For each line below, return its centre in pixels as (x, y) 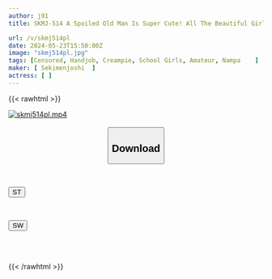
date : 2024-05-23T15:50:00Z (56, 45)
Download (136, 148)
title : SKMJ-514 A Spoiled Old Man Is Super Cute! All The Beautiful (128, 23)
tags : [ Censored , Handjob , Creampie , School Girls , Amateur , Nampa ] (134, 61)
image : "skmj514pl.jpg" (49, 53)
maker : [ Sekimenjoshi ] (52, 68)
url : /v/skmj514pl (39, 38)
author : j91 (28, 16)
